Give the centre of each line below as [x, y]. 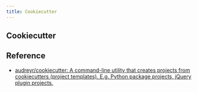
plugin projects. [34, 83]
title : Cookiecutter [32, 12]
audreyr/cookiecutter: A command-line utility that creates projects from [102, 70]
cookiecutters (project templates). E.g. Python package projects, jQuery [103, 76]
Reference [26, 56]
